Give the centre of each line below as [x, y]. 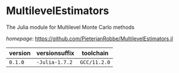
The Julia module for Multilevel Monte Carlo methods [70, 27]
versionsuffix [55, 53]
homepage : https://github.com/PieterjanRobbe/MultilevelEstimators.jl [89, 38]
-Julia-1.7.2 [54, 62]
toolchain [95, 53]
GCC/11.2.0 [95, 62]
